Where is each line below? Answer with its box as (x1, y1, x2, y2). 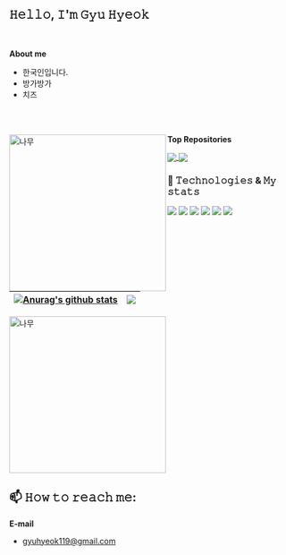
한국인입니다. (21, 66, 69, 77)
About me (9, 48, 47, 59)
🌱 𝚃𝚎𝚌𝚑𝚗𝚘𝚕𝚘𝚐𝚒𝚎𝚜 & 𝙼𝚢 (167, 174, 277, 186)
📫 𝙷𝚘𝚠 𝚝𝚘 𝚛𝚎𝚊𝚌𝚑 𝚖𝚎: (9, 490, 137, 505)
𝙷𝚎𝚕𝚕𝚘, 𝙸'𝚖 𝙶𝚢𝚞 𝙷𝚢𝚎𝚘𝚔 (9, 7, 150, 22)
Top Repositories (167, 133, 232, 144)
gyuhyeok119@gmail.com (21, 535, 116, 546)
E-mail (9, 518, 34, 529)
